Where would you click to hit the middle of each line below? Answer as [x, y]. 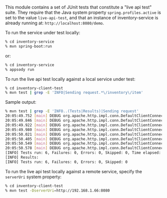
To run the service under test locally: [43, 33]
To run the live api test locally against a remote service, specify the [74, 171]
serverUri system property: [33, 177]
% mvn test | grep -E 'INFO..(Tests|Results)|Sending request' [72, 111]
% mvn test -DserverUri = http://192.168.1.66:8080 [58, 191]
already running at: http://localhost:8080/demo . [55, 23]
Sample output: [21, 102]
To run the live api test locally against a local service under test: [70, 79]
